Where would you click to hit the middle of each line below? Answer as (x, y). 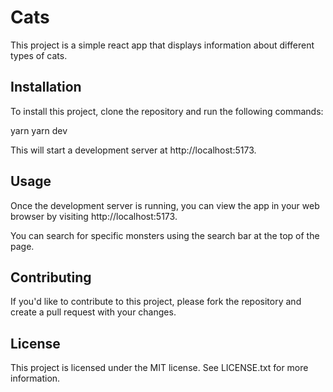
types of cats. (39, 55)
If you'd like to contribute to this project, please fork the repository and (156, 302)
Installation (46, 87)
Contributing (51, 277)
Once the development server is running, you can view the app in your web (165, 205)
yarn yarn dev (39, 130)
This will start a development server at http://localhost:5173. (133, 150)
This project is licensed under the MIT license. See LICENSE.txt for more (159, 368)
